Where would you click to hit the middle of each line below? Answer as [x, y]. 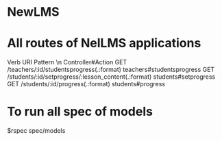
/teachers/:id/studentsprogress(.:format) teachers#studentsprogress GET [111, 70]
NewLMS [33, 12]
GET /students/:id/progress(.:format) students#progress [86, 84]
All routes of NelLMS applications [104, 43]
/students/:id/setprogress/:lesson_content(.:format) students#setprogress [111, 77]
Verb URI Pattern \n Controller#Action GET [67, 62]
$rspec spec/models [36, 131]
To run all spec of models [80, 112]
